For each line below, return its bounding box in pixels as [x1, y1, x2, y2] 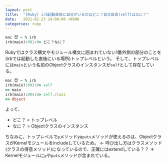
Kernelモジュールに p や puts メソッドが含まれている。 [5, 152, 112, 158]
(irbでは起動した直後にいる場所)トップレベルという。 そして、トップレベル [5, 55, 159, 61]
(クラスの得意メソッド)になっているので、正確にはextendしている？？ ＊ [5, 146, 155, 152]
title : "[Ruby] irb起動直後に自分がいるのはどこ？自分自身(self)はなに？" [5, 12, 149, 17]
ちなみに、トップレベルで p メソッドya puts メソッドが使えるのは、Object [5, 133, 153, 140]
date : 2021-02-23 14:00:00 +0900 [5, 16, 79, 21]
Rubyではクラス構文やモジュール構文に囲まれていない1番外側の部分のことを [5, 49, 161, 55]
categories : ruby [5, 21, 41, 26]
